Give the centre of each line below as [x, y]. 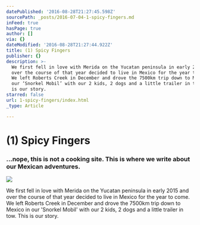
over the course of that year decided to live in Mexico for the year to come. [98, 196]
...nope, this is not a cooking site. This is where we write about [98, 159]
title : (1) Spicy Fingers [38, 51]
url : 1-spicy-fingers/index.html [48, 100]
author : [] [20, 34]
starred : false [25, 95]
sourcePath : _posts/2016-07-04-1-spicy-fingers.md [70, 17]
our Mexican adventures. [43, 166]
